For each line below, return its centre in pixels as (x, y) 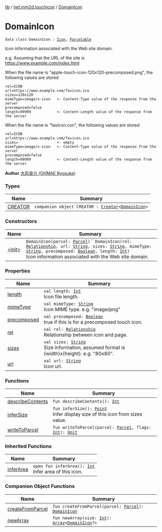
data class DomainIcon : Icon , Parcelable (48, 39)
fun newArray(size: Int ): (82, 518)
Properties (18, 271)
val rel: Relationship (70, 329)
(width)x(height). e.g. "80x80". (79, 353)
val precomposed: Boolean (74, 316)
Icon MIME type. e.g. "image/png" (82, 309)
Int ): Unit (65, 432)
